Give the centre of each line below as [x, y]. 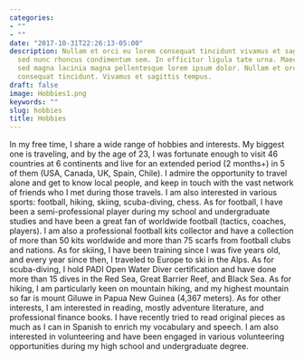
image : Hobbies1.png [48, 93]
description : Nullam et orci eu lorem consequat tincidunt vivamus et [145, 52]
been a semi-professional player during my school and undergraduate [140, 212]
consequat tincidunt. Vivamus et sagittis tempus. [115, 77]
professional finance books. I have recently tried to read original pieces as [147, 317]
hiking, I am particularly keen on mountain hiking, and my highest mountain [149, 289]
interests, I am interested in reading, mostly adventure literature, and [137, 308]
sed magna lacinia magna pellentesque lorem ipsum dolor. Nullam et [149, 69]
